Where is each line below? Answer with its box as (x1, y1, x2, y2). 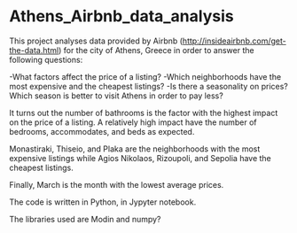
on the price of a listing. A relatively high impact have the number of (9, 117, 257, 128)
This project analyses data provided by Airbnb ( (9, 35, 184, 46)
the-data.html (9, 44, 59, 55)
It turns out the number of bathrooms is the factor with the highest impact (9, 107, 278, 118)
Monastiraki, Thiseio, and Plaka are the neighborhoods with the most (9, 144, 261, 154)
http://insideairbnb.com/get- (182, 35, 286, 46)
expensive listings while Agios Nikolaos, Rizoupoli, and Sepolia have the (9, 152, 272, 163)
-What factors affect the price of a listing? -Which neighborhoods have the (9, 71, 282, 82)
